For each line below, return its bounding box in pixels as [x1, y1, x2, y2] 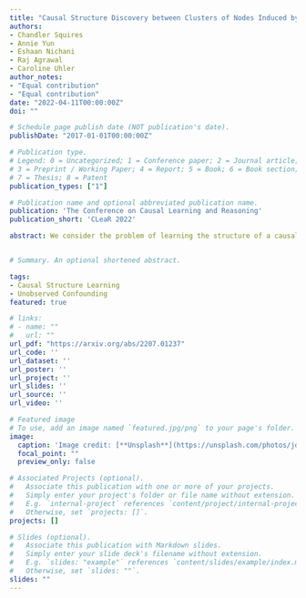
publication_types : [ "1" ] [9, 181, 107, 191]
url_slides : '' [9, 381, 67, 391]
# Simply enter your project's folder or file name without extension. [9, 491, 296, 500]
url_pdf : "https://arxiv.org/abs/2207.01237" [9, 340, 185, 349]
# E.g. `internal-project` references [9, 499, 166, 508]
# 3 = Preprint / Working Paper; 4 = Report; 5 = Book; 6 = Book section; [9, 165, 300, 174]
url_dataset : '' [9, 356, 71, 365]
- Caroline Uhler [9, 65, 76, 74]
